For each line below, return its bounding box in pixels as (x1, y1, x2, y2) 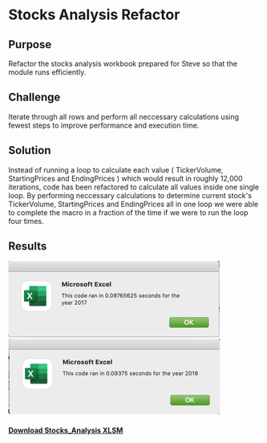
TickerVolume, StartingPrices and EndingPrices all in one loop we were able (8, 199, 259, 209)
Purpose (8, 38, 52, 51)
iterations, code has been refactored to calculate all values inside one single (8, 182, 260, 192)
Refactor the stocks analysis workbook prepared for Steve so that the (8, 59, 238, 68)
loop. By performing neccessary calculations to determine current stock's (8, 190, 253, 200)
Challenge (8, 91, 61, 104)
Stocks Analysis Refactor (8, 6, 180, 24)
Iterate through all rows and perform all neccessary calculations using (8, 112, 239, 121)
